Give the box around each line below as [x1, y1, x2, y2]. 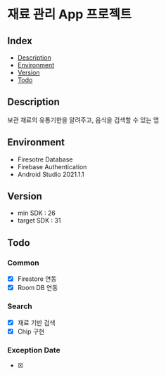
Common [7, 258, 40, 268]
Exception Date [7, 345, 61, 355]
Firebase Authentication [17, 162, 87, 171]
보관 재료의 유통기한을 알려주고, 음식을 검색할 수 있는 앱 [7, 115, 160, 124]
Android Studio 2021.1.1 [17, 170, 84, 178]
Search [7, 301, 33, 311]
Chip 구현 [17, 327, 44, 336]
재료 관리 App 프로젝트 [7, 6, 132, 22]
